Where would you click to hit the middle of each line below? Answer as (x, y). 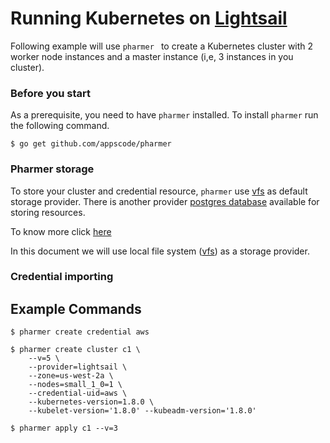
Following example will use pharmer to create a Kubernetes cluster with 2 (162, 46)
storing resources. (48, 212)
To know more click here (61, 231)
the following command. (60, 126)
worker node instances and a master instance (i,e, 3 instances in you (152, 56)
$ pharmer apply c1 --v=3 (64, 428)
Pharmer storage (52, 169)
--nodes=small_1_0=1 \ (75, 385)
